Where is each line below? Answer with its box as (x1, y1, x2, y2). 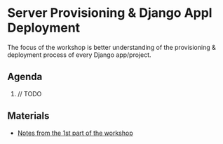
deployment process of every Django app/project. (7, 51, 152, 59)
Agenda (7, 71, 43, 83)
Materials (7, 110, 50, 122)
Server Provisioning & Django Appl (7, 5, 212, 21)
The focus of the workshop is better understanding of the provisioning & (7, 43, 216, 51)
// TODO (17, 89, 42, 98)
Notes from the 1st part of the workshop (17, 129, 133, 137)
